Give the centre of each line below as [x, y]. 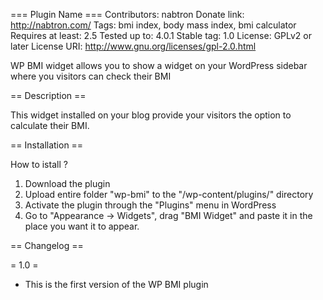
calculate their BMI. [50, 125]
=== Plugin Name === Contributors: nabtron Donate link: [127, 14]
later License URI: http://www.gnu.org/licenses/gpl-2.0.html [133, 46]
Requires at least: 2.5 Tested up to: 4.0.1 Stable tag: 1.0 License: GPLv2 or [161, 35]
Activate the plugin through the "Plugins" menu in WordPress [150, 205]
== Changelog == [47, 245]
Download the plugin [67, 183]
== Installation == [47, 145]
